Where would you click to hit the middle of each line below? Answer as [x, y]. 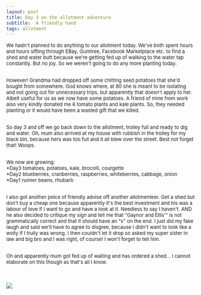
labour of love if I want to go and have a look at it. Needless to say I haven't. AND [99, 209]
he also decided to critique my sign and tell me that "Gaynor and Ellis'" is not [94, 215]
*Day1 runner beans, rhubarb [40, 180]
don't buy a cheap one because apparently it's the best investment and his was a [100, 203]
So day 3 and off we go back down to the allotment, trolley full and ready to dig [97, 127]
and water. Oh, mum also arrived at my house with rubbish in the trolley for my [96, 133]
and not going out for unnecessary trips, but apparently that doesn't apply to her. [99, 93]
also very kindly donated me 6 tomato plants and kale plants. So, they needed [95, 105]
